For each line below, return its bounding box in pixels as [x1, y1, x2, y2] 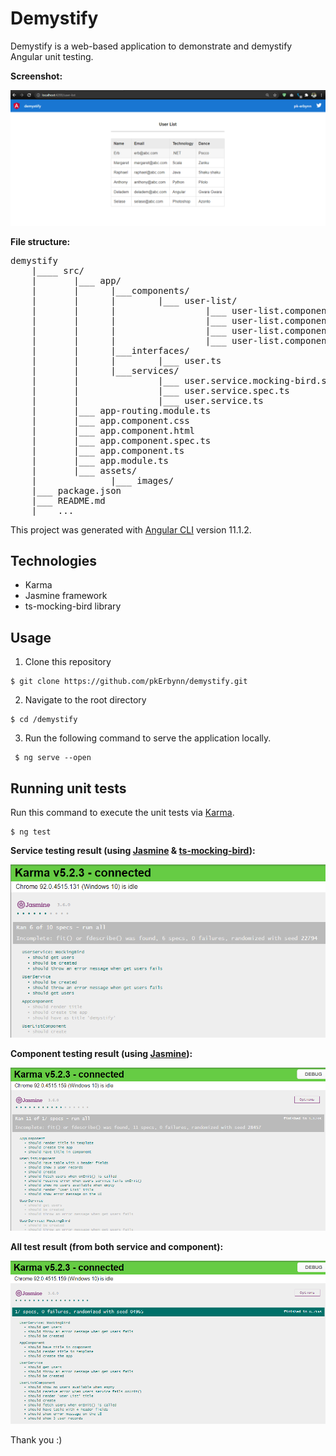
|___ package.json [31, 485, 122, 496]
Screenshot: [10, 70, 63, 82]
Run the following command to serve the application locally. [24, 732, 272, 744]
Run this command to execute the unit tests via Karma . [10, 806, 235, 818]
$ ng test [10, 827, 52, 837]
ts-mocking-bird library [24, 600, 122, 612]
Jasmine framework [24, 590, 108, 602]
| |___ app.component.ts [31, 445, 185, 456]
